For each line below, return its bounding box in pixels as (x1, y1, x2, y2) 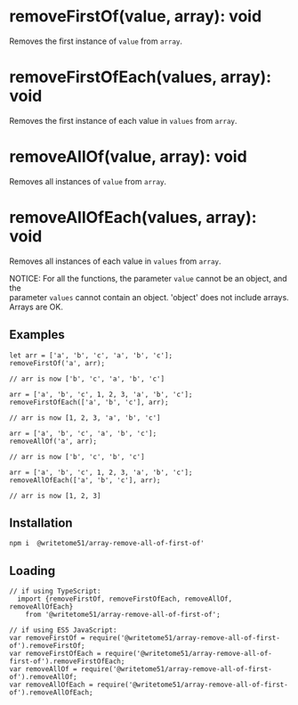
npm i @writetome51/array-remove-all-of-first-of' (9, 539, 205, 548)
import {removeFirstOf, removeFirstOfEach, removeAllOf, (17, 594, 233, 603)
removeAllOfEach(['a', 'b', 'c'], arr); (9, 475, 162, 485)
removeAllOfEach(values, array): (9, 208, 257, 227)
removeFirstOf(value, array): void (9, 6, 262, 27)
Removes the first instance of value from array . (9, 36, 182, 46)
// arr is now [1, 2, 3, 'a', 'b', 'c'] (9, 413, 162, 422)
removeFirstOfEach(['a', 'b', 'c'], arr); (9, 398, 169, 406)
